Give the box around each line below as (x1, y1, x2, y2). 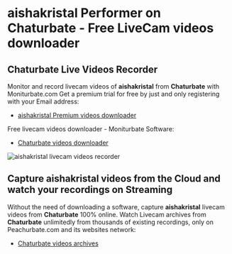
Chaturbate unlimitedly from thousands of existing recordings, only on (7, 218, 214, 226)
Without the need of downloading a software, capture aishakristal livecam (7, 202, 225, 211)
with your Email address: (7, 97, 79, 106)
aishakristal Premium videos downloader (17, 111, 137, 119)
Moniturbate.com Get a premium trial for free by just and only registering (7, 90, 220, 98)
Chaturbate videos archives (17, 239, 99, 248)
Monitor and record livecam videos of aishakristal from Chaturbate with (7, 82, 220, 90)
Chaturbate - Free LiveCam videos (7, 20, 214, 36)
